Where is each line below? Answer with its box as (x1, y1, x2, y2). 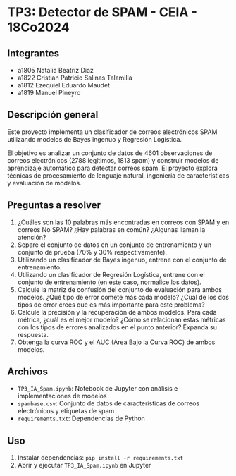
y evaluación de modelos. (7, 178, 82, 187)
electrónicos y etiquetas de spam (17, 407, 115, 415)
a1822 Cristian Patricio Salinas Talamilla (17, 73, 132, 82)
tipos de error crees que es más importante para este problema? (17, 300, 206, 309)
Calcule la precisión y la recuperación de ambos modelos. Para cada (17, 307, 217, 316)
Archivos (7, 366, 48, 378)
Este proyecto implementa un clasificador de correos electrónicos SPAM (7, 128, 218, 136)
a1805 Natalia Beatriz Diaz (17, 66, 94, 74)
